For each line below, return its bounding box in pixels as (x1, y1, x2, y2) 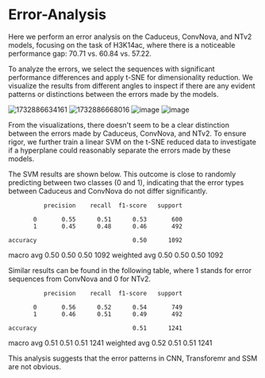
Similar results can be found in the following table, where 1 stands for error (8, 265, 252, 275)
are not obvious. (8, 361, 62, 371)
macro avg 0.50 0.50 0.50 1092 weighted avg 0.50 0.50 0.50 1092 (8, 250, 224, 260)
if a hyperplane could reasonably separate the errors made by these (8, 145, 232, 155)
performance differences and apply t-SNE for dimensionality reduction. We (8, 72, 254, 82)
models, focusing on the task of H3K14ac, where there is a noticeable (8, 40, 236, 49)
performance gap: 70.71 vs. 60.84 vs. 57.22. (8, 48, 152, 58)
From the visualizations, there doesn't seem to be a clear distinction (8, 120, 230, 129)
